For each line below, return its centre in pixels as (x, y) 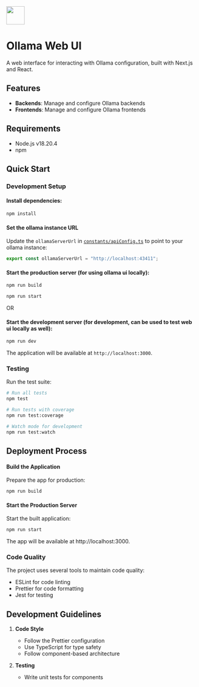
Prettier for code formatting (49, 589)
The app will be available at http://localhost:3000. (68, 541)
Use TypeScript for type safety (62, 647)
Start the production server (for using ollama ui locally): (78, 272)
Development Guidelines (54, 614)
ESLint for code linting (43, 582)
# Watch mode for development (45, 426)
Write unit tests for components (64, 677)
